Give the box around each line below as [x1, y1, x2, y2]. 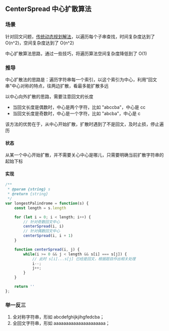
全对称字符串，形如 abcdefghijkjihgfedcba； [12, 314, 105, 320]
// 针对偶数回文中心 [23, 229, 60, 234]
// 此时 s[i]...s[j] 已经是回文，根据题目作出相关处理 [32, 256, 136, 261]
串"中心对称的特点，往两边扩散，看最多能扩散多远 [5, 82, 109, 89]
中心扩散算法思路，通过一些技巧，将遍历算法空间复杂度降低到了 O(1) [5, 50, 147, 56]
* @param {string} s [7, 187, 51, 192]
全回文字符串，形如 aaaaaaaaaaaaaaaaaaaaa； [12, 320, 110, 326]
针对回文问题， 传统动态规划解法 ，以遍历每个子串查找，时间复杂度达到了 [5, 33, 155, 39]
